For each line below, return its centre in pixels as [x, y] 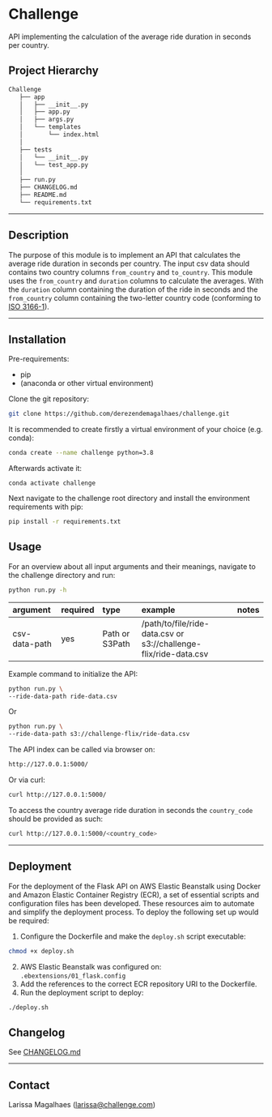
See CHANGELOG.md [45, 1052]
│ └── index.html [59, 135]
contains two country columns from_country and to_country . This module [131, 272]
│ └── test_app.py [54, 165]
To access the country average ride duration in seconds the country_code [131, 810]
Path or [116, 633]
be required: [29, 920]
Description [38, 235]
